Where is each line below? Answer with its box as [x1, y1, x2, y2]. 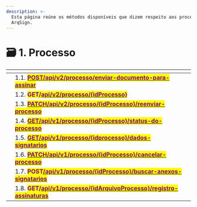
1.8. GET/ [15, 184, 42, 192]
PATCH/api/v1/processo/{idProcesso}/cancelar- [27, 151, 167, 159]
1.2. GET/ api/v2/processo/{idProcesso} [15, 90, 128, 99]
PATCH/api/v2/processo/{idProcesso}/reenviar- [27, 100, 165, 108]
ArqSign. [11, 19, 33, 25]
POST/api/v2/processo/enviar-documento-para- [27, 74, 170, 82]
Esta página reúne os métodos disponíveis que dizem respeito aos [11, 14, 177, 20]
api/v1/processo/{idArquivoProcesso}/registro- [40, 184, 179, 192]
